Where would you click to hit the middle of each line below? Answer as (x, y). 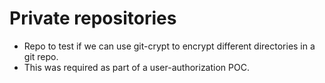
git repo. (41, 56)
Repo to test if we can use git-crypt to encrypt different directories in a (169, 46)
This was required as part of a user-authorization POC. (136, 67)
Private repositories (93, 18)
